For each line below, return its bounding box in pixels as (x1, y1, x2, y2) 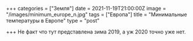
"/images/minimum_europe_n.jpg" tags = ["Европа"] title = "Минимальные (6, 11, 188, 18)
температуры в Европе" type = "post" (6, 17, 100, 24)
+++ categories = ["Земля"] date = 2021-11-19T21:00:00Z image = (6, 5, 166, 12)
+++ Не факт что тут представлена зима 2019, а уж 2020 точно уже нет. (6, 28, 186, 35)
